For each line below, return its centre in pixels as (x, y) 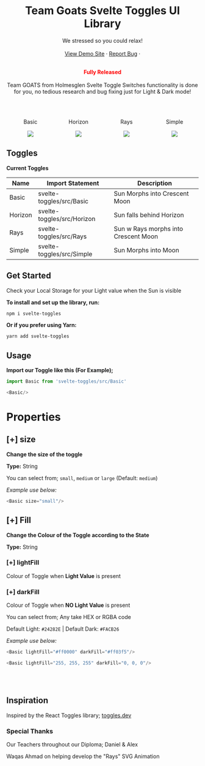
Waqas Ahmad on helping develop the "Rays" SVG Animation (83, 756)
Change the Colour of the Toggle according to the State (78, 535)
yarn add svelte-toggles (38, 336)
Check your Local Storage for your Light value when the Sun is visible (94, 290)
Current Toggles (27, 168)
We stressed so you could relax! (103, 40)
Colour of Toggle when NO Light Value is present (68, 605)
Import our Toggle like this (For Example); (60, 370)
